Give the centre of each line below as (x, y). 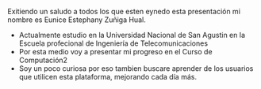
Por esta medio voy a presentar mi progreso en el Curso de (115, 52)
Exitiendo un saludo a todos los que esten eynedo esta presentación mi (124, 11)
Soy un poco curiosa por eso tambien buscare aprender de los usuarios (136, 69)
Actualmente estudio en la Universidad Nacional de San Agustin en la (132, 35)
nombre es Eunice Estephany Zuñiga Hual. (77, 20)
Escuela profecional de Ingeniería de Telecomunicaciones (113, 43)
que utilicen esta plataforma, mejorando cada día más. (108, 77)
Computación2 (43, 60)
